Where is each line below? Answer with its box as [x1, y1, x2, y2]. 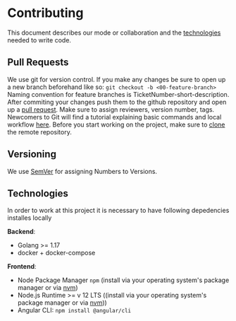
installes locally [7, 214, 52, 222]
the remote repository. [7, 127, 72, 136]
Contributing [7, 5, 84, 21]
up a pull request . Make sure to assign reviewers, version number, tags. [7, 105, 215, 114]
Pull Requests [7, 57, 69, 69]
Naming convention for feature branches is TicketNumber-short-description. [7, 90, 230, 98]
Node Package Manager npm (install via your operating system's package [17, 276, 230, 284]
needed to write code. [7, 35, 72, 44]
